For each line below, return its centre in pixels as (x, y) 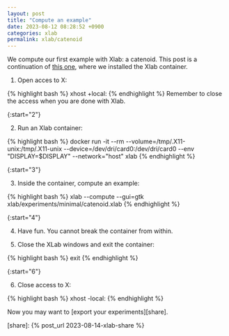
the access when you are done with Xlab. (66, 101)
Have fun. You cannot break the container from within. (95, 231)
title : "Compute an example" (49, 20)
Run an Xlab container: (50, 128)
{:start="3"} (24, 170)
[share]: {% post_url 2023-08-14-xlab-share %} (76, 326)
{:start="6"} (24, 271)
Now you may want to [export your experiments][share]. (88, 312)
